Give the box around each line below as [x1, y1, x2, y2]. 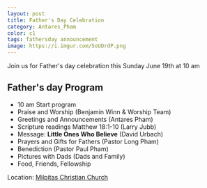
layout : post [7, 10, 45, 17]
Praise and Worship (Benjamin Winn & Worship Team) [17, 107, 171, 116]
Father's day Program [7, 81, 103, 94]
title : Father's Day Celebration [7, 17, 105, 24]
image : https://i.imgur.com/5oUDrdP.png [7, 42, 127, 49]
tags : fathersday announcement [7, 36, 98, 43]
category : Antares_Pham [7, 23, 77, 30]
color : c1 [7, 29, 36, 37]
